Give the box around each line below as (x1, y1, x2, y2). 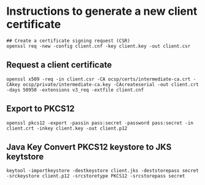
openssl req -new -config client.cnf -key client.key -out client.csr (6, 43, 191, 49)
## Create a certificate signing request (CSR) (6, 37, 131, 44)
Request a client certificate (6, 60, 112, 70)
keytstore (6, 151, 44, 162)
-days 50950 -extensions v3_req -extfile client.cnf (6, 87, 144, 93)
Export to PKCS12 (6, 103, 75, 114)
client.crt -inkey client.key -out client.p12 (6, 125, 128, 132)
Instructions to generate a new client (6, 4, 198, 18)
